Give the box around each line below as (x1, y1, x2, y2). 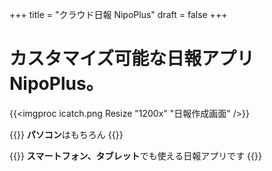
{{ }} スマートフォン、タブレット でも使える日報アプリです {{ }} (9, 149, 262, 162)
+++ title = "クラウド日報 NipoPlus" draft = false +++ (9, 9, 228, 20)
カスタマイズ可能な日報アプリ (9, 48, 255, 70)
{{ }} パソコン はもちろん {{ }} (9, 128, 124, 140)
